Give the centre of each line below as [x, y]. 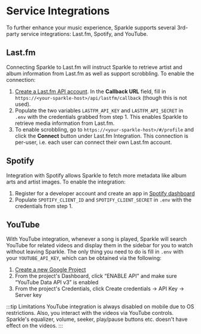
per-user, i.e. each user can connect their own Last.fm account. [93, 142]
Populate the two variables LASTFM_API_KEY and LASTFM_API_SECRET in [99, 110]
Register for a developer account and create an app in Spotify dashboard [105, 193]
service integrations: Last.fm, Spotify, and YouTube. [84, 33]
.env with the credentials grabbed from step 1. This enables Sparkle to [101, 117]
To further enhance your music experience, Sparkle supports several [91, 27]
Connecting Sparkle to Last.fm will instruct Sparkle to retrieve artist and [94, 67]
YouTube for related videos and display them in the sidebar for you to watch [100, 246]
